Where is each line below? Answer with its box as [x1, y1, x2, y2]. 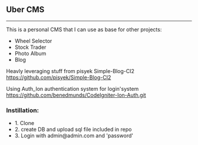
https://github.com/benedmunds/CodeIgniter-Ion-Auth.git [6, 91, 146, 98]
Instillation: [6, 106, 39, 114]
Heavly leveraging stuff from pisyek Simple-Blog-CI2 [6, 67, 134, 74]
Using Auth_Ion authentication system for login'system [6, 85, 139, 92]
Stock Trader [14, 44, 47, 51]
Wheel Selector [14, 37, 52, 44]
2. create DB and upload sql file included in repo [14, 126, 132, 133]
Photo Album [14, 50, 47, 57]
